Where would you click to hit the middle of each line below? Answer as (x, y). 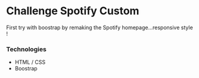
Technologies (26, 49)
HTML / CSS (30, 62)
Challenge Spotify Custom (73, 11)
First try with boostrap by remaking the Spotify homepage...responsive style (100, 27)
